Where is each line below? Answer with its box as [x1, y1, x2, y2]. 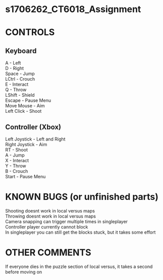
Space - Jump [5, 71, 35, 77]
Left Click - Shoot [5, 108, 42, 114]
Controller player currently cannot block [5, 224, 88, 230]
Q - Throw [5, 87, 27, 93]
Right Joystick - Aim [5, 142, 47, 147]
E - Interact [5, 82, 29, 88]
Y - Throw [5, 163, 26, 169]
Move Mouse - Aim [5, 103, 45, 109]
